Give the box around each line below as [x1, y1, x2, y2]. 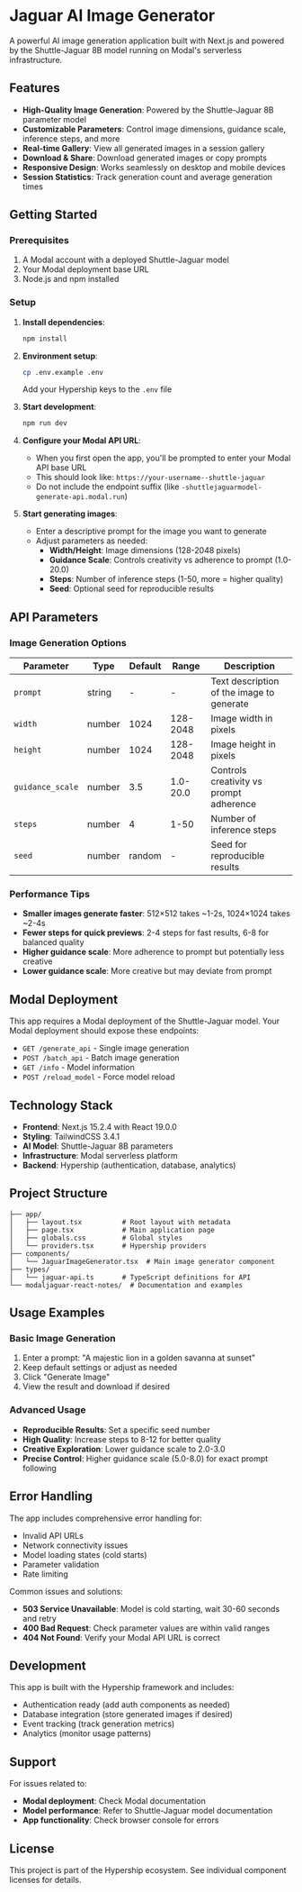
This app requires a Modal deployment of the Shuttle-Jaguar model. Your [9, 1015, 280, 1027]
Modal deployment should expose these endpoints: [9, 1025, 200, 1036]
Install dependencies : [22, 316, 105, 327]
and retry [22, 1613, 57, 1624]
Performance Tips [9, 887, 90, 900]
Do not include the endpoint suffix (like [35, 481, 180, 492]
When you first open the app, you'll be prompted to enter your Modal [35, 452, 291, 464]
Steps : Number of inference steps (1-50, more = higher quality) [49, 574, 284, 585]
